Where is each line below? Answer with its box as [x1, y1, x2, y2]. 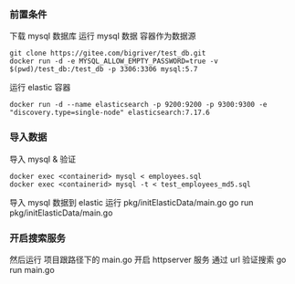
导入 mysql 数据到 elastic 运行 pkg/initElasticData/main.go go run [9, 196, 254, 207]
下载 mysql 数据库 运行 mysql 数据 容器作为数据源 [9, 30, 196, 42]
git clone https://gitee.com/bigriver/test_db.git [9, 48, 206, 58]
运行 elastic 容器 [9, 82, 71, 93]
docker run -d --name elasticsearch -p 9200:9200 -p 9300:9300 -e [9, 100, 268, 110]
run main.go [9, 264, 55, 275]
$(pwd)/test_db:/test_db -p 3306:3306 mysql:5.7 [9, 65, 198, 74]
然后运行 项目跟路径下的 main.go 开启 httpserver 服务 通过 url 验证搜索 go [9, 254, 287, 265]
